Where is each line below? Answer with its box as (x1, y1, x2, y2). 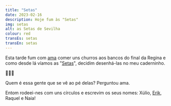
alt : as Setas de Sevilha (5, 26, 60, 32)
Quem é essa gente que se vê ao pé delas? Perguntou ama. (5, 79, 130, 86)
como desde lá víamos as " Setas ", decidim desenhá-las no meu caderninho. (5, 60, 165, 66)
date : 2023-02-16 (5, 12, 42, 17)
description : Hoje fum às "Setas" (5, 17, 79, 22)
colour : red (5, 31, 31, 36)
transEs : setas (5, 36, 38, 41)
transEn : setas (5, 41, 38, 46)
